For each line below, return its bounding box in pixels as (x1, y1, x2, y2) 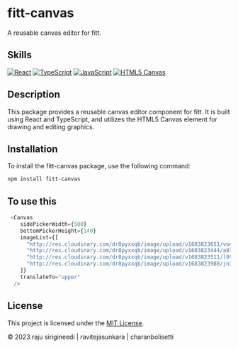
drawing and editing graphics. (7, 122, 95, 131)
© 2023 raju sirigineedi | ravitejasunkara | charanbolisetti (7, 332, 174, 341)
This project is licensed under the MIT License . (7, 318, 144, 327)
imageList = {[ (20, 234, 59, 241)
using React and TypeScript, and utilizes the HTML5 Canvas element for (7, 115, 218, 124)
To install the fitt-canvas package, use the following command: (7, 162, 191, 170)
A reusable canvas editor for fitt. (7, 28, 101, 37)
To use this (7, 195, 57, 207)
